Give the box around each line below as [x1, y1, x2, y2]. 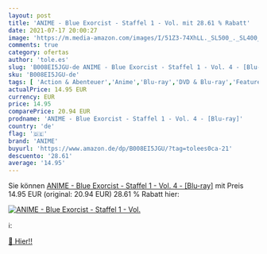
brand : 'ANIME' [8, 137, 59, 145]
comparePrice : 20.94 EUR [8, 108, 91, 116]
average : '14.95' [8, 160, 66, 167]
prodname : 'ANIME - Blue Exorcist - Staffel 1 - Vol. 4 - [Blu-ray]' [8, 115, 244, 123]
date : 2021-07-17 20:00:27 [8, 26, 98, 34]
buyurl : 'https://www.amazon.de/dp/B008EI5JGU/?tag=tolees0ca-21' [8, 144, 233, 152]
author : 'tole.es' [8, 56, 69, 64]
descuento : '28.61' [8, 152, 73, 160]
